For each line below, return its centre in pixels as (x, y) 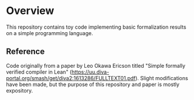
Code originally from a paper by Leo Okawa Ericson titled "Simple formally (96, 65)
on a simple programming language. (50, 33)
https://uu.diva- (90, 72)
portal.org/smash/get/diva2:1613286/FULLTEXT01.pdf (71, 78)
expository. (20, 90)
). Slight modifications (162, 78)
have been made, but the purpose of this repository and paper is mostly (93, 84)
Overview (30, 11)
